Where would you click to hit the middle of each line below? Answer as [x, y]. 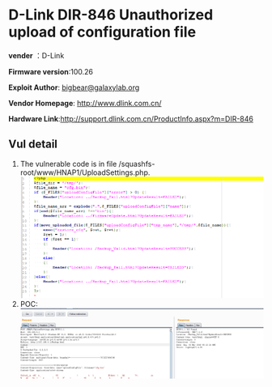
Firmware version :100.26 [51, 71]
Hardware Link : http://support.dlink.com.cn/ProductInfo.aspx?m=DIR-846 [131, 118]
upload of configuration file [102, 32]
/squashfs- [137, 164]
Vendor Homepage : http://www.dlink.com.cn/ [85, 103]
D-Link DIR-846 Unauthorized [111, 15]
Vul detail [33, 145]
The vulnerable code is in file [68, 164]
